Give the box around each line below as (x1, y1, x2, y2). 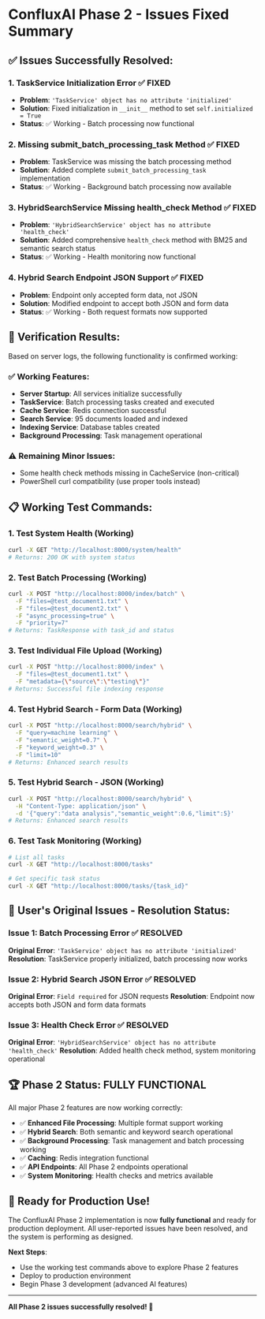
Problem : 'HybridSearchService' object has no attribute (19, 220, 211, 229)
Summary (8, 22, 73, 40)
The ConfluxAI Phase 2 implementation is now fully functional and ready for (8, 1216, 257, 1224)
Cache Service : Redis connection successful (19, 405, 167, 415)
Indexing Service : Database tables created (19, 422, 160, 431)
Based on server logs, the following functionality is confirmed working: (8, 351, 238, 360)
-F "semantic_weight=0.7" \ (15, 736, 108, 744)
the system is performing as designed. (8, 1232, 133, 1241)
